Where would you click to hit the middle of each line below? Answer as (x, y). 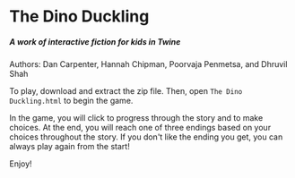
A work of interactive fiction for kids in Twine (95, 41)
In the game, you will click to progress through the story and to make (136, 118)
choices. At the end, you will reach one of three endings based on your (140, 128)
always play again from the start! (69, 147)
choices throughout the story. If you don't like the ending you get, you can (146, 137)
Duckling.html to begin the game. (71, 101)
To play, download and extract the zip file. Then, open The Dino (126, 91)
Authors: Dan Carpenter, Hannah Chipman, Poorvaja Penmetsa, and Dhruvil (148, 64)
